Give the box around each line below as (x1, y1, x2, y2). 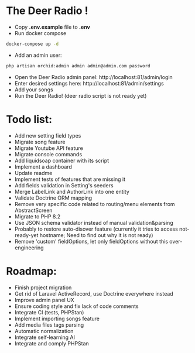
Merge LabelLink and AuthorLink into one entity (14, 188, 130, 195)
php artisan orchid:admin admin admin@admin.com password (6, 63, 150, 68)
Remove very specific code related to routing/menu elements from (14, 200, 175, 207)
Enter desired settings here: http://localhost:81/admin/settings (14, 80, 164, 87)
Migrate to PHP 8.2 (14, 213, 61, 220)
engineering (14, 244, 44, 251)
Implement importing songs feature (14, 315, 100, 322)
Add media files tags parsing (14, 321, 84, 328)
